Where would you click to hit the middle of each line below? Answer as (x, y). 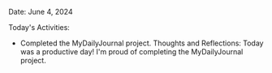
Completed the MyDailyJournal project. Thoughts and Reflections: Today (142, 43)
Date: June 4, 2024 (41, 12)
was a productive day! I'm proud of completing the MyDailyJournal (132, 52)
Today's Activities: (39, 27)
